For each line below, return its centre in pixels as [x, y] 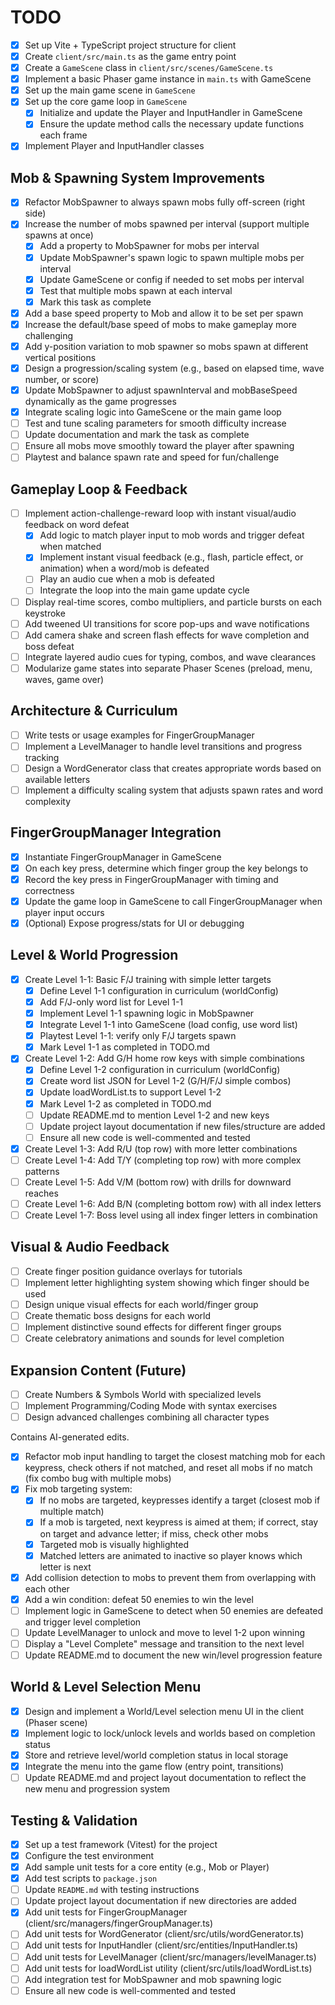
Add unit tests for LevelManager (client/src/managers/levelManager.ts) [170, 1957]
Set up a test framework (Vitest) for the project [121, 1844]
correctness [49, 890]
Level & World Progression [94, 955]
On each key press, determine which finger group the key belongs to [166, 868]
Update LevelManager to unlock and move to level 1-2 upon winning [165, 1632]
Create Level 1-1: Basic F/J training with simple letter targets [148, 979]
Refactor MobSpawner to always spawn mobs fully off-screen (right [165, 202]
